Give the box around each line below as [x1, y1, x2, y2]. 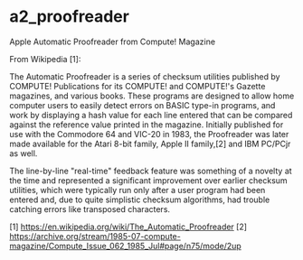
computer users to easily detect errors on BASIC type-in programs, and [9, 99, 276, 110]
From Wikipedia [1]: [9, 53, 81, 64]
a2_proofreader [9, 6, 129, 27]
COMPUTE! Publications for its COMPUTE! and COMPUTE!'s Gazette [9, 80, 266, 91]
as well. [9, 147, 38, 159]
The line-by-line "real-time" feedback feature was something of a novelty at [9, 165, 292, 176]
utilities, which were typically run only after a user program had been [9, 184, 266, 195]
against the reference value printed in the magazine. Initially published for [9, 119, 284, 130]
